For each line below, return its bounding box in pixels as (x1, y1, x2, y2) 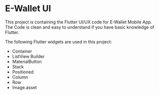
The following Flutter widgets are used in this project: (5, 38, 112, 44)
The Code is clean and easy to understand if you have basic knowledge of (5, 24, 155, 30)
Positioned (12, 69, 34, 75)
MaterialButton (12, 58, 42, 64)
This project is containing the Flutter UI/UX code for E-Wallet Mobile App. (5, 19, 152, 25)
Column (12, 74, 28, 80)
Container (12, 48, 33, 54)
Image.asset (12, 84, 37, 90)
